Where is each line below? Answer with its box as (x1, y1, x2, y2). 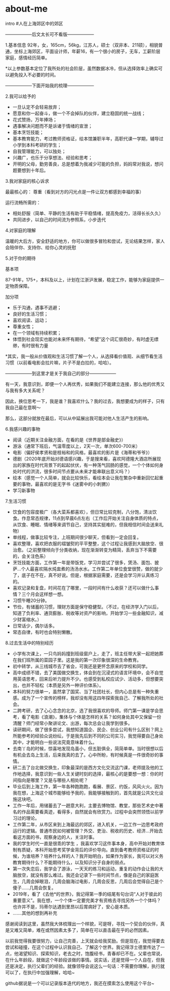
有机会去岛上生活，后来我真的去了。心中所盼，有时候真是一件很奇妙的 (12, 752, 159, 758)
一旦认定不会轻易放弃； (12, 104, 62, 110)
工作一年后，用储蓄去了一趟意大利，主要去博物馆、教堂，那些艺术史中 (12, 802, 159, 808)
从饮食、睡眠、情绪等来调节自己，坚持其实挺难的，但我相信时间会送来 (12, 521, 159, 527)
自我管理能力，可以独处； (12, 148, 66, 154)
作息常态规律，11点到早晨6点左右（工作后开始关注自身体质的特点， (21, 515, 161, 521)
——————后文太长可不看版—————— (5, 31, 94, 37)
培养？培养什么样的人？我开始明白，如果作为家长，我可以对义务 (30, 853, 163, 859)
